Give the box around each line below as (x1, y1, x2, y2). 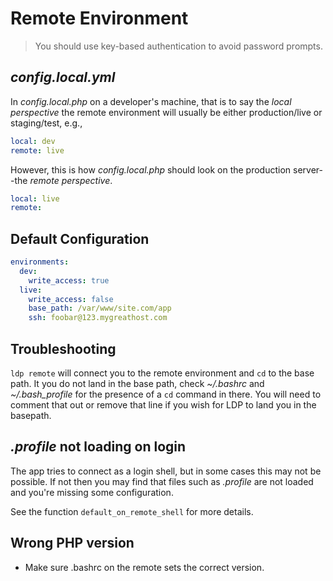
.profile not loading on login (10, 438, 187, 456)
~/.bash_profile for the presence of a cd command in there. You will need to (10, 388, 322, 400)
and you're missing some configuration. (10, 486, 174, 498)
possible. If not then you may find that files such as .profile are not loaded (10, 475, 314, 487)
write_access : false (28, 294, 114, 304)
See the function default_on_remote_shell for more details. (10, 505, 254, 517)
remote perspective (29, 174, 111, 186)
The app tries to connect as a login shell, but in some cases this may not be (10, 465, 322, 477)
